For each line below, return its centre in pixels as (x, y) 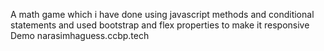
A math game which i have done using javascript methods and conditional (162, 14)
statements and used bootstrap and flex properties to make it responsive (160, 25)
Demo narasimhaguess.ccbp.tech (80, 35)
